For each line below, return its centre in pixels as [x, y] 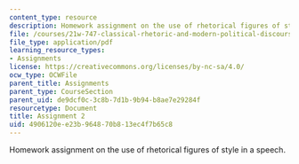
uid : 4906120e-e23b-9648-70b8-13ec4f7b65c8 [91, 125]
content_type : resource [53, 17]
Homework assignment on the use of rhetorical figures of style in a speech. [148, 150]
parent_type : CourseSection [61, 91]
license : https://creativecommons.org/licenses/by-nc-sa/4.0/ [127, 67]
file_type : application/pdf [61, 42]
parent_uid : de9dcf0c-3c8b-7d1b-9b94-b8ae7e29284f [105, 100]
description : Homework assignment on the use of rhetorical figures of [145, 26]
